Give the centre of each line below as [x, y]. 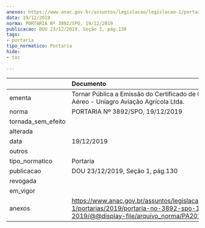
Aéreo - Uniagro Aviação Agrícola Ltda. [128, 101]
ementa [20, 98]
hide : [13, 52]
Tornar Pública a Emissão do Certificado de [134, 94]
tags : [13, 35]
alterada [21, 131]
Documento [89, 84]
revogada [23, 180]
